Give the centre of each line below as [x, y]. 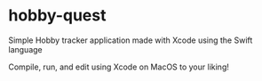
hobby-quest [57, 16]
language [25, 49]
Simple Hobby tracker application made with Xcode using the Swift [131, 40]
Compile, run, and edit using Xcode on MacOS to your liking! [119, 67]
